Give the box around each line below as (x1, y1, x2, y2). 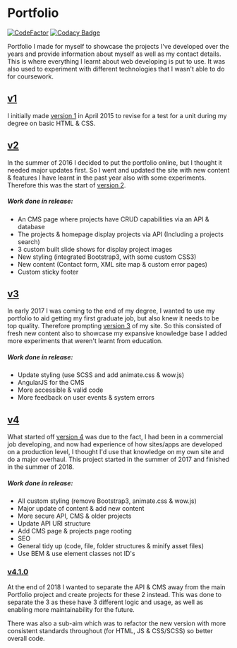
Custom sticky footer (17, 267, 79, 276)
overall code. (7, 635, 45, 643)
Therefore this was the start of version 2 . (7, 180, 126, 189)
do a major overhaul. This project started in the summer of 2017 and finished (7, 455, 230, 464)
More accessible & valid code (17, 386, 104, 394)
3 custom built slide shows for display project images (17, 245, 173, 253)
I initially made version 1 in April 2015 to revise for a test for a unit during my (7, 111, 227, 120)
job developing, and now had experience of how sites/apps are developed (7, 440, 223, 449)
